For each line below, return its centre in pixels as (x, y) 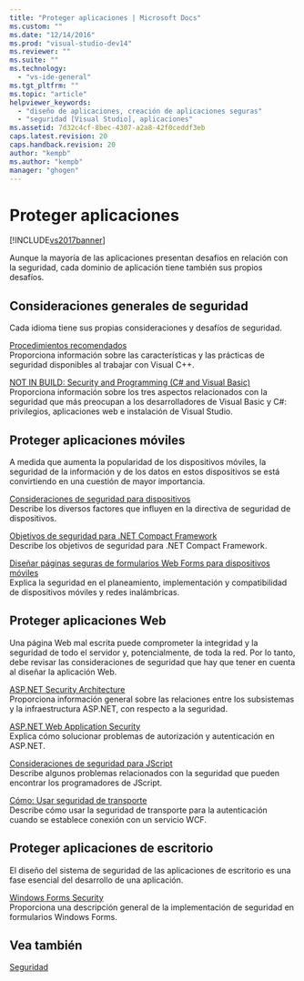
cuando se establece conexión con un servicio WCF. (108, 819)
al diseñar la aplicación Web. (63, 672)
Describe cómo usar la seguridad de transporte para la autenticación (139, 810)
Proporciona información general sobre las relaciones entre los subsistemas (152, 699)
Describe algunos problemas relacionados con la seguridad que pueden (145, 773)
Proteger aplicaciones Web (88, 621)
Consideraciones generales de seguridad (129, 306)
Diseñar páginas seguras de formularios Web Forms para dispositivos (140, 563)
